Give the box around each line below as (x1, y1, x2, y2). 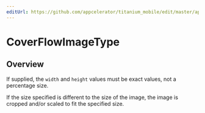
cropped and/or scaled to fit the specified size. (6, 100, 124, 107)
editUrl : (6, 9, 29, 15)
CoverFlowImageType (6, 35, 120, 49)
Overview (6, 59, 45, 70)
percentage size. (6, 81, 49, 89)
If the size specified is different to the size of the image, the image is (6, 94, 179, 101)
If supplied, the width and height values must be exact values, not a (6, 75, 177, 83)
